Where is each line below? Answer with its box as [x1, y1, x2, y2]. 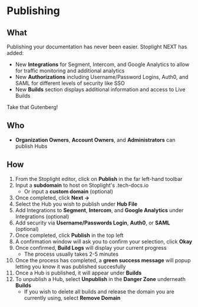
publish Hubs [15, 143, 48, 150]
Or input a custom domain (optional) [24, 187, 114, 195]
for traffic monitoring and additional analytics [15, 67, 125, 74]
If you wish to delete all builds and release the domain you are [24, 288, 174, 295]
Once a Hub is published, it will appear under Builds [15, 269, 142, 276]
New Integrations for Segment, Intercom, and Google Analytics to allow [15, 61, 190, 68]
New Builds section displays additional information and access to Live [15, 86, 186, 93]
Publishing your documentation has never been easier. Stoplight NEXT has [6, 43, 187, 50]
